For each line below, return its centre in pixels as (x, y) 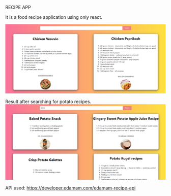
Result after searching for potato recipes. (48, 102)
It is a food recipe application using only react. (54, 17)
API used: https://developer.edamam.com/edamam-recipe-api (70, 188)
